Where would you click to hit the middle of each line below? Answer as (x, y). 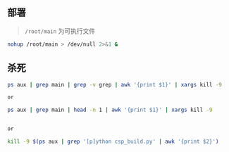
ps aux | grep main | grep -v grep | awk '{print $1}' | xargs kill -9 (114, 84)
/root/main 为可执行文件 (60, 31)
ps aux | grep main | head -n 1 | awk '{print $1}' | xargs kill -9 (110, 110)
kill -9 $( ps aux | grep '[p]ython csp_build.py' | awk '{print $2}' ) (113, 141)
